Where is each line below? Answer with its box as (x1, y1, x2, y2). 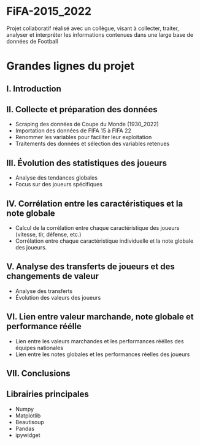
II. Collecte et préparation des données (6, 104, 158, 115)
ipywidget (15, 431, 41, 439)
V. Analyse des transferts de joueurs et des (6, 262, 175, 272)
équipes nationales (15, 344, 63, 351)
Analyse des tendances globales (15, 174, 98, 181)
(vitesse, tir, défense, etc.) (15, 230, 82, 238)
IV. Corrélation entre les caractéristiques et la (6, 198, 183, 209)
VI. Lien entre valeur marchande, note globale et (6, 311, 194, 322)
